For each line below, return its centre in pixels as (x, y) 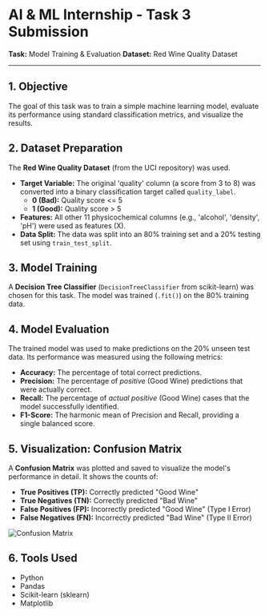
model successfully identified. (69, 407)
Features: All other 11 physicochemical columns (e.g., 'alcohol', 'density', (140, 217)
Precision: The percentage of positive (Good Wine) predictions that (131, 381)
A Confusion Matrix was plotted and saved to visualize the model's (119, 468)
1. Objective (38, 87)
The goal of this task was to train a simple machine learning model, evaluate (134, 106)
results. (21, 123)
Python (32, 578)
